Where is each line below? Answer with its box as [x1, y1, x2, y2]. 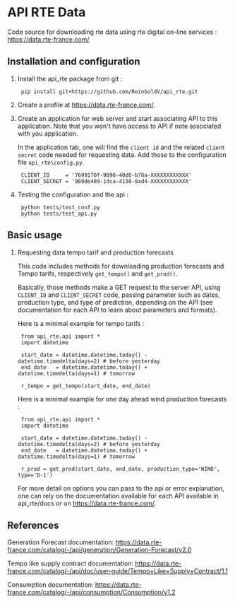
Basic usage [7, 229, 62, 241]
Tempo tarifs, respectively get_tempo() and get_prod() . [17, 269, 178, 278]
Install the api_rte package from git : [17, 74, 123, 83]
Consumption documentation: [7, 580, 94, 589]
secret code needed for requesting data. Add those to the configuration [17, 150, 227, 159]
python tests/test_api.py [20, 210, 97, 217]
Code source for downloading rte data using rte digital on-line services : [7, 28, 217, 36]
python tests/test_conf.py [20, 204, 100, 211]
